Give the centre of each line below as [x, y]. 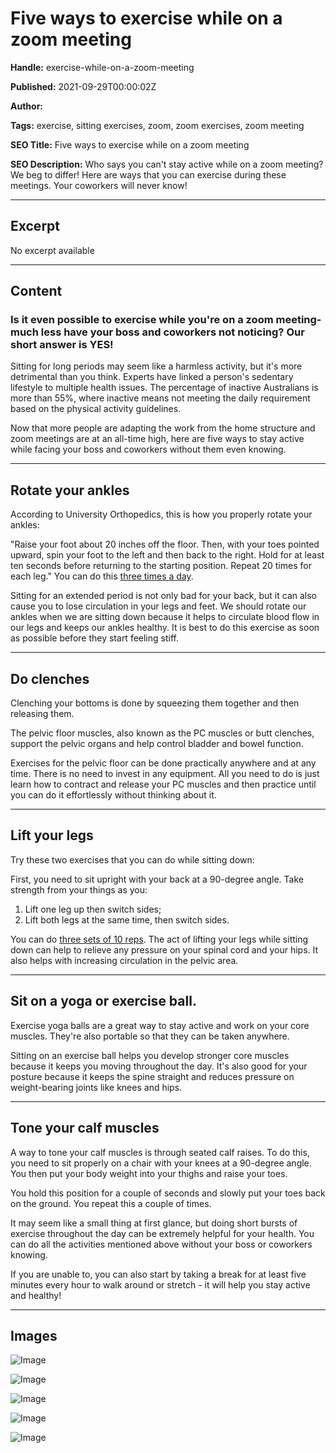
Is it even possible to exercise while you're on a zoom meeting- [166, 320]
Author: [27, 106]
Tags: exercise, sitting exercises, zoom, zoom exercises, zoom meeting [157, 125]
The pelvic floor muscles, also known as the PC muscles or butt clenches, [162, 733]
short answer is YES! [62, 345]
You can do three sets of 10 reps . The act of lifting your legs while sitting [159, 939]
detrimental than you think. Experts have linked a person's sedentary [152, 377]
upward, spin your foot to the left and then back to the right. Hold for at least [167, 555]
